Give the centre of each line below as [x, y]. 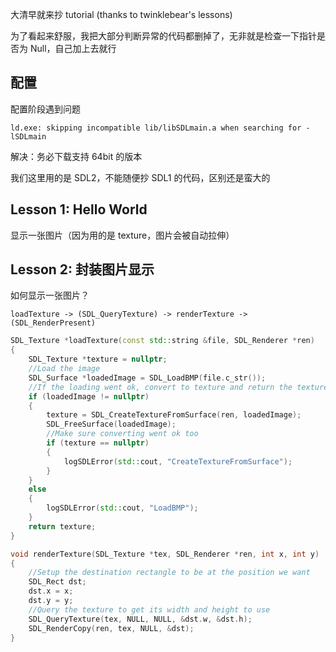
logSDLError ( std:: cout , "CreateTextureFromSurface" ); [178, 461]
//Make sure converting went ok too [122, 434]
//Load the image [64, 369]
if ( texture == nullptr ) [98, 443]
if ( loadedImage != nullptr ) [89, 396]
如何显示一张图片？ [50, 295]
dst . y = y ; [51, 601]
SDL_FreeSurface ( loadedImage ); [111, 424]
